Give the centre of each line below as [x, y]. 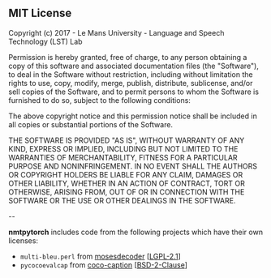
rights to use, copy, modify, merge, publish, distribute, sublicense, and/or [131, 83]
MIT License [40, 13]
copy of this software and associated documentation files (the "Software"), [134, 66]
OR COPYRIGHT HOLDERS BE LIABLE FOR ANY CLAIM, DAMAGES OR [126, 174]
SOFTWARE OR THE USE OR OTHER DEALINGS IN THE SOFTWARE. [122, 200]
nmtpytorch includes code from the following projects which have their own [136, 232]
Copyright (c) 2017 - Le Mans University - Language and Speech [116, 32]
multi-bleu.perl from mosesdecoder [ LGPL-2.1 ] [100, 256]
